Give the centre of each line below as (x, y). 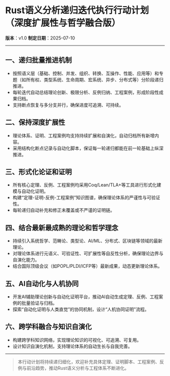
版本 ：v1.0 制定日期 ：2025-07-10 (40, 38)
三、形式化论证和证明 (38, 172)
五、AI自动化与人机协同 (42, 284)
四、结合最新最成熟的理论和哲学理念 (62, 228)
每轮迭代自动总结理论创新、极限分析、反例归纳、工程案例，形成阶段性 (86, 92)
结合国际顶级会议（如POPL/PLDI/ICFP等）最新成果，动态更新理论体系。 (88, 266)
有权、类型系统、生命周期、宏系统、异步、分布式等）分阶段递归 (97, 79)
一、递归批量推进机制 (38, 60)
